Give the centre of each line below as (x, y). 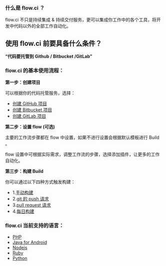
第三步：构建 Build (24, 171)
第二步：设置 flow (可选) (30, 127)
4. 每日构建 (23, 211)
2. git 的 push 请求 (30, 199)
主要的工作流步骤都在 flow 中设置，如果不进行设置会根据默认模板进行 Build (82, 138)
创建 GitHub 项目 (30, 104)
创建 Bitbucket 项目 (32, 110)
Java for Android (30, 242)
